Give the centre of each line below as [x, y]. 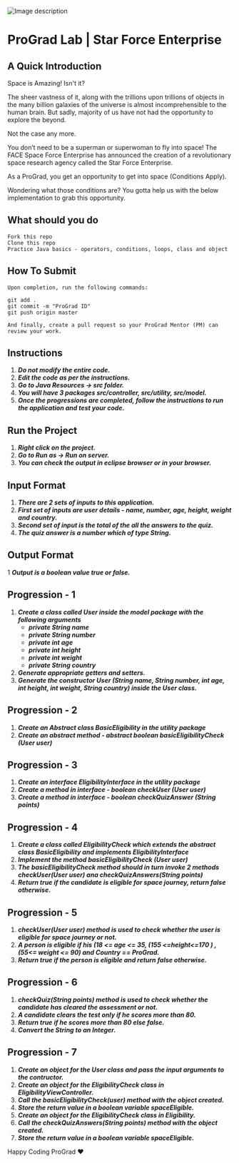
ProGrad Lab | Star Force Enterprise [115, 40]
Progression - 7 [42, 1052]
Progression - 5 [42, 912]
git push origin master [43, 313]
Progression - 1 [42, 595]
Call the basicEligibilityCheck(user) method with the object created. [121, 1099]
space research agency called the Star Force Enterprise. [90, 163]
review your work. [35, 331]
